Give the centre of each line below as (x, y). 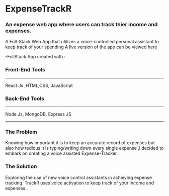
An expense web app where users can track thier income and (81, 25)
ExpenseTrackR (38, 9)
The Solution (21, 166)
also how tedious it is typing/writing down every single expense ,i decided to (84, 148)
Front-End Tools (25, 70)
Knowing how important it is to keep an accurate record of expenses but (80, 143)
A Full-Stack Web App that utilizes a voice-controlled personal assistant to (82, 42)
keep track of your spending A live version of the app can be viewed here (81, 47)
